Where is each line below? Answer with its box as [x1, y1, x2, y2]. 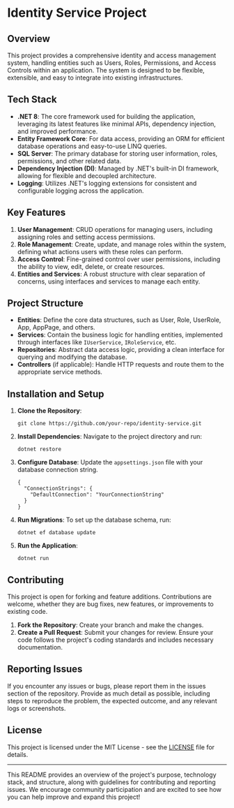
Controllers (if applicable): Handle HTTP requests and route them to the [17, 360, 224, 369]
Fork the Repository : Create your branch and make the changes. [17, 621, 204, 629]
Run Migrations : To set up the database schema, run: [17, 515, 171, 524]
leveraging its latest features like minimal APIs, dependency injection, [17, 119, 216, 128]
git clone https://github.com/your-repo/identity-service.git [17, 420, 202, 427]
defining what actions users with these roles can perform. [17, 247, 183, 256]
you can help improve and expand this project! [7, 793, 141, 801]
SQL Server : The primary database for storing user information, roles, [17, 149, 218, 158]
